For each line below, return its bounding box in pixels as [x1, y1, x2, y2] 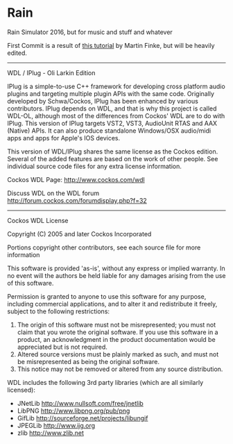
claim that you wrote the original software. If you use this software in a [17, 328, 218, 336]
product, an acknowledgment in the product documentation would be [17, 335, 216, 343]
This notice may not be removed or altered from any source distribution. [17, 365, 223, 373]
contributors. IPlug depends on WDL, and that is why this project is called [7, 104, 217, 113]
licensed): [7, 386, 36, 394]
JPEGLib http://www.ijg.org [17, 421, 96, 429]
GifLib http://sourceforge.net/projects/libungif [17, 413, 148, 422]
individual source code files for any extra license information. [7, 162, 182, 170]
